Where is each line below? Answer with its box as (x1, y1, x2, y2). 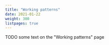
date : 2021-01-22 (5, 12, 41, 17)
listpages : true (5, 21, 38, 26)
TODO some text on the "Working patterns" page (5, 34, 105, 40)
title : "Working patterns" (5, 7, 60, 12)
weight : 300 (5, 16, 29, 21)
